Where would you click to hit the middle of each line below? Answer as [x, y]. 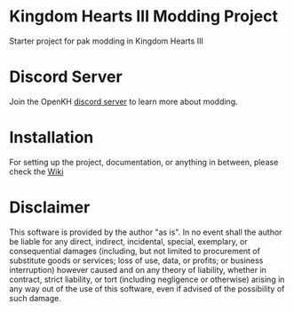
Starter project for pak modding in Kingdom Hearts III [107, 41]
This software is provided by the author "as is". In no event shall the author [146, 232]
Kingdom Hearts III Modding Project [143, 16]
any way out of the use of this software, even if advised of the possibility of [147, 288]
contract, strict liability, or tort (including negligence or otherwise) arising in [147, 279]
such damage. [36, 298]
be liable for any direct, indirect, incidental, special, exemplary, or [129, 241]
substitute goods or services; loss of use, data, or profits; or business [136, 260]
